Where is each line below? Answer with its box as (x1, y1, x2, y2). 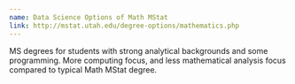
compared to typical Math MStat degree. (9, 64, 158, 75)
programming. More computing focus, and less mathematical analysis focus (9, 55, 286, 65)
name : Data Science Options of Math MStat (9, 12, 168, 22)
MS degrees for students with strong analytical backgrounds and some (9, 45, 268, 56)
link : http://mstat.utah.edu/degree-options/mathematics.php (9, 21, 240, 30)
